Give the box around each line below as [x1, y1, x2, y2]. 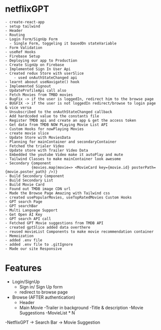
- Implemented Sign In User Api [5, 66, 71, 71]
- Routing [5, 32, 25, 37]
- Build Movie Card [5, 182, 45, 187]
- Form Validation [5, 45, 42, 50]
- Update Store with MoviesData [5, 135, 71, 140]
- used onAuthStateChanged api [14, 75, 78, 80]
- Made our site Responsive [5, 246, 62, 251]
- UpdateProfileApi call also [5, 88, 67, 93]
